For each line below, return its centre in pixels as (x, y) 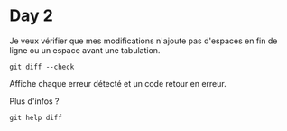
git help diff (36, 117)
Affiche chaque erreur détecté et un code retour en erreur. (118, 83)
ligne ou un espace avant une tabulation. (85, 50)
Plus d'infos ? (35, 101)
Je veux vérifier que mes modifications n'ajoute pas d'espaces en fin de (143, 41)
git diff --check (42, 67)
